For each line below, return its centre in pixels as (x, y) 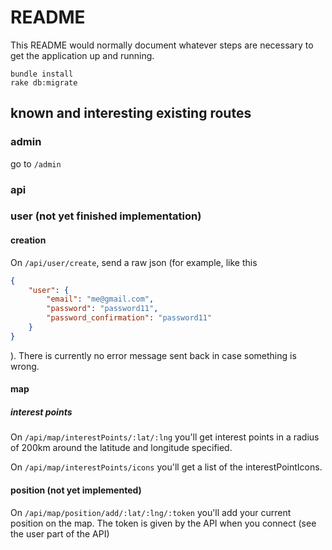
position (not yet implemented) (76, 490)
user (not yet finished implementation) (106, 216)
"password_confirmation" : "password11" (129, 318)
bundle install (42, 74)
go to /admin (36, 163)
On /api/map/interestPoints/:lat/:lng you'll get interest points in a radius (165, 437)
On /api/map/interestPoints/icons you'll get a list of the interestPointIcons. (166, 467)
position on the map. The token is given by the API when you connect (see (163, 523)
